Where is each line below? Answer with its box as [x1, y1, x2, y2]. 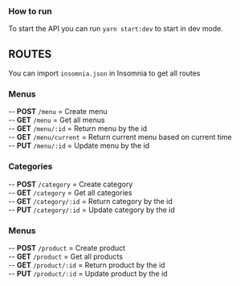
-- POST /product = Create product [8, 243, 126, 252]
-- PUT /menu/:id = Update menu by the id [8, 141, 150, 150]
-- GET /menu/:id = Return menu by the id [8, 124, 148, 133]
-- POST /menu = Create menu [8, 107, 108, 116]
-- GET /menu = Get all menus [8, 115, 106, 125]
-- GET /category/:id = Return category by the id [8, 196, 173, 206]
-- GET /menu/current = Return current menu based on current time [8, 133, 232, 142]
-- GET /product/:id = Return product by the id [8, 260, 166, 270]
